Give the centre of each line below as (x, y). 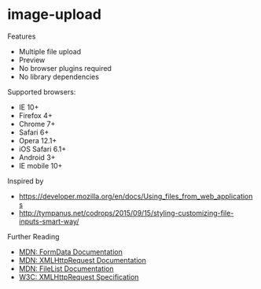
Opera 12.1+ (38, 140)
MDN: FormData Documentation (70, 252)
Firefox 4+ (35, 115)
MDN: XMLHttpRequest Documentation (83, 260)
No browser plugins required (65, 68)
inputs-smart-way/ (49, 221)
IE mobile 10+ (40, 165)
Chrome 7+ (37, 124)
